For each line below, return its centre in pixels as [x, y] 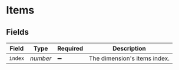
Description [129, 49]
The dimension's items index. [129, 58]
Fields [18, 32]
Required [70, 49]
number [41, 58]
